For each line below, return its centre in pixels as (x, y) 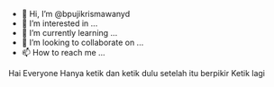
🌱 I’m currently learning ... (69, 33)
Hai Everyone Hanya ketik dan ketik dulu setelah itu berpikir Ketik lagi (137, 73)
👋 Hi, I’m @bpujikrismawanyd (76, 14)
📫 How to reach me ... (63, 52)
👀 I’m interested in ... (59, 23)
